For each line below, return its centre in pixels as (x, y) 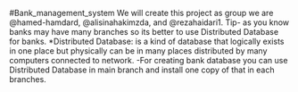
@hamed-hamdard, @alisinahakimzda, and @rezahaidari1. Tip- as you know (149, 22)
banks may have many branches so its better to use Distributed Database (144, 32)
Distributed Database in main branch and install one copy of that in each (142, 70)
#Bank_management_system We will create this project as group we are (141, 13)
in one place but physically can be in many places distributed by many (138, 51)
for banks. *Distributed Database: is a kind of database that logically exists (147, 41)
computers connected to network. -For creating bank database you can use (149, 60)
